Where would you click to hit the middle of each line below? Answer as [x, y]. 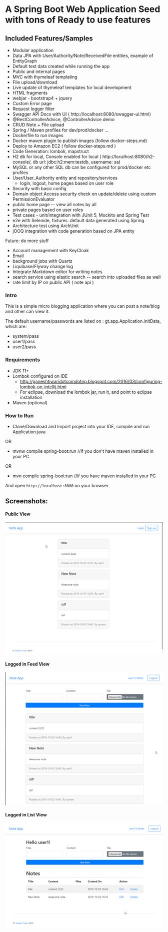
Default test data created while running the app [61, 66]
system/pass [25, 336]
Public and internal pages [38, 72]
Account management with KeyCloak [50, 250]
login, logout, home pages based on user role [67, 183]
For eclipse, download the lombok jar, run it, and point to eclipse [86, 392]
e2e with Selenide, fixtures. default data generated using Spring [78, 220]
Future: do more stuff [27, 241]
